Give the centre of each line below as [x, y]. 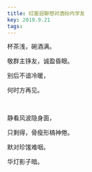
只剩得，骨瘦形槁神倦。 [40, 133]
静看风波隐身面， [31, 118]
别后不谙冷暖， [28, 75]
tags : [15, 26]
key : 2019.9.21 [29, 20]
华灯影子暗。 [25, 162]
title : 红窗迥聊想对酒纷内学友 [46, 13]
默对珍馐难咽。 [28, 147]
